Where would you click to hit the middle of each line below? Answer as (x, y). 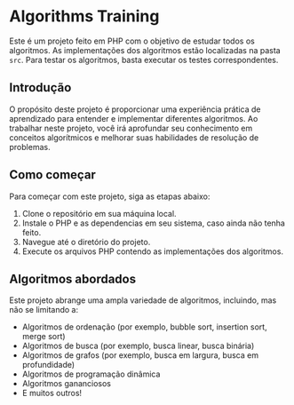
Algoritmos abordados (72, 278)
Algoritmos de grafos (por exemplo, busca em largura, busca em (140, 355)
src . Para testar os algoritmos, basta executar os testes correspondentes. (144, 60)
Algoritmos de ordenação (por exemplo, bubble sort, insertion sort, (145, 327)
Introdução (40, 87)
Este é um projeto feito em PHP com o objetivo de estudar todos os (132, 41)
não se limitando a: (44, 310)
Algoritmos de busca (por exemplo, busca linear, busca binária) (138, 346)
